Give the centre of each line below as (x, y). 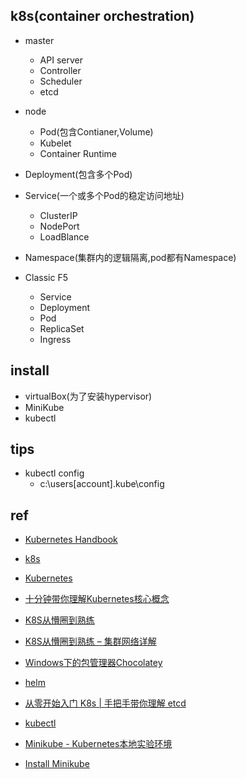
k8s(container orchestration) (102, 16)
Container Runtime (78, 153)
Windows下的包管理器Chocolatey (93, 663)
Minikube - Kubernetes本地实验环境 (98, 744)
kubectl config (54, 473)
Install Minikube (57, 764)
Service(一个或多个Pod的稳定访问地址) (104, 195)
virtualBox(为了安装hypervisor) (88, 396)
